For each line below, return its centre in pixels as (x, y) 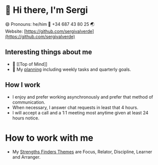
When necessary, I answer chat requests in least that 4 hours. (75, 107)
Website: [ (16, 31)
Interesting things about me (49, 52)
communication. (29, 102)
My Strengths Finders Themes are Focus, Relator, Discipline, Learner (82, 152)
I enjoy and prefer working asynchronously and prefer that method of (83, 97)
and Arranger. (26, 157)
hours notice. (26, 118)
